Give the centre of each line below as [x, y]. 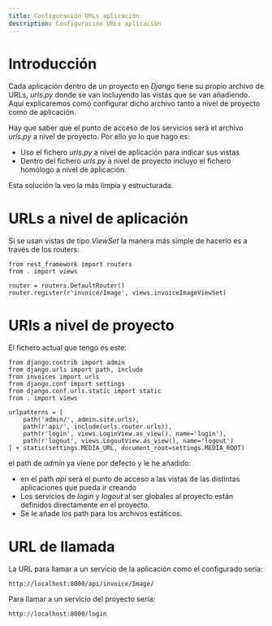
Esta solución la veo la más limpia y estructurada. [91, 186]
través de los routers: [44, 250]
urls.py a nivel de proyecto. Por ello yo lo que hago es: [99, 137]
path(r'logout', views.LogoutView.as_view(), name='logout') [128, 441]
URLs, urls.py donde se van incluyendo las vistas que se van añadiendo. [129, 95]
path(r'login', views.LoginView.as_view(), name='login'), [125, 434]
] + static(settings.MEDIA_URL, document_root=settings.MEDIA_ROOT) [127, 449]
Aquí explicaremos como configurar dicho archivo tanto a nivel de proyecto [134, 103]
